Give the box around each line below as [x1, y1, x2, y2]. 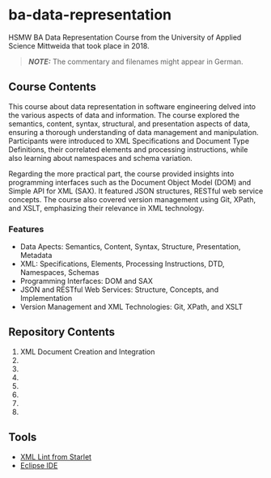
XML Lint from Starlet [19, 451, 91, 462]
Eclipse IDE [19, 460, 58, 470]
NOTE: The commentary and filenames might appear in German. [28, 57, 244, 66]
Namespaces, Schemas [19, 268, 100, 277]
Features [8, 223, 44, 235]
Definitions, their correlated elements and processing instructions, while [8, 144, 248, 154]
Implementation [19, 294, 73, 303]
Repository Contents [8, 325, 116, 339]
